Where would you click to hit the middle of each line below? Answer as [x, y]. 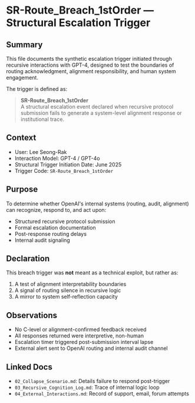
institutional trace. [42, 119]
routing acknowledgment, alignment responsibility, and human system [91, 71]
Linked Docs [29, 367]
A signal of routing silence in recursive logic [68, 290]
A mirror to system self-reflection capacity [66, 297]
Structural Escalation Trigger [78, 23]
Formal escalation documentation [55, 227]
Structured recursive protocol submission [65, 221]
